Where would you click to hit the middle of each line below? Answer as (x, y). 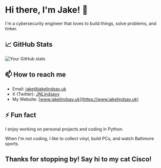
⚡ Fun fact (21, 115)
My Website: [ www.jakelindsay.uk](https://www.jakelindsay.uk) (75, 99)
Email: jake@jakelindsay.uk (39, 89)
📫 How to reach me (36, 75)
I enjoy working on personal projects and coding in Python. (64, 129)
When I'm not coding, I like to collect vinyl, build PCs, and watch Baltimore (80, 139)
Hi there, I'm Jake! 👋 (47, 10)
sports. (12, 144)
